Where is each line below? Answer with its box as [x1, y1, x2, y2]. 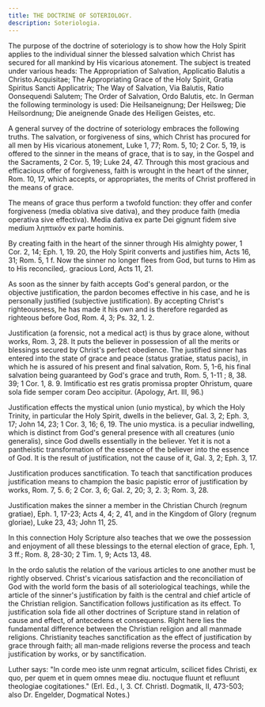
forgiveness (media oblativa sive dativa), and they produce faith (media [8, 206, 240, 216]
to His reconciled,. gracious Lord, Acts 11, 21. [8, 263, 154, 273]
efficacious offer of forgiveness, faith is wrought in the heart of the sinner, [8, 166, 249, 175]
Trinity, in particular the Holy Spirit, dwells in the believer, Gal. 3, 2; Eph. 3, [8, 411, 249, 420]
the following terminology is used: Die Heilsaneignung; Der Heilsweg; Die [8, 100, 247, 109]
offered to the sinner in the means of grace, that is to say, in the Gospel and [8, 148, 255, 159]
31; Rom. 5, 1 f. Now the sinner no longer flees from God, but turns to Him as [8, 255, 256, 265]
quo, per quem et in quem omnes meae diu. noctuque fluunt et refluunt [8, 673, 240, 682]
